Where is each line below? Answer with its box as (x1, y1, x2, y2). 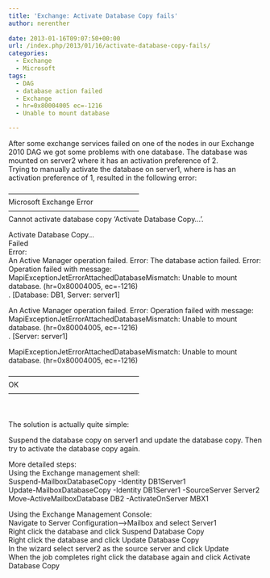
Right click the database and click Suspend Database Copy (8, 526, 205, 536)
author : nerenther (8, 19, 70, 27)
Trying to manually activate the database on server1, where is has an (8, 165, 236, 174)
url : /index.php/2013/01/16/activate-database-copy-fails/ (8, 42, 211, 50)
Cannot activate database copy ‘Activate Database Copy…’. (8, 215, 204, 224)
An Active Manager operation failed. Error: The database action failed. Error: (8, 256, 262, 265)
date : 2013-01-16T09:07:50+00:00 (8, 34, 121, 43)
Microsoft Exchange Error (8, 197, 93, 207)
